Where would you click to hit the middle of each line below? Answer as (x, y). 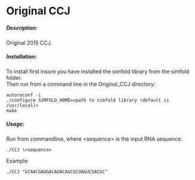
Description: (22, 27)
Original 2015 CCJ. (29, 43)
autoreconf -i (24, 95)
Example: (18, 161)
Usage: (16, 124)
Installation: (21, 56)
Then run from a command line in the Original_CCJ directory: (81, 84)
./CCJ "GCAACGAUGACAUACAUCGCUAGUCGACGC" (57, 172)
